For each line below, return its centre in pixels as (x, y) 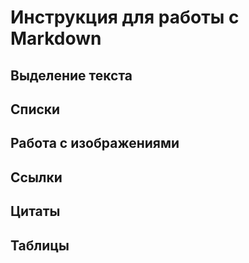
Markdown (56, 38)
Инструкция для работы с (125, 17)
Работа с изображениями (95, 143)
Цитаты (35, 211)
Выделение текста (71, 75)
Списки (35, 109)
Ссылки (36, 177)
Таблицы (40, 245)
